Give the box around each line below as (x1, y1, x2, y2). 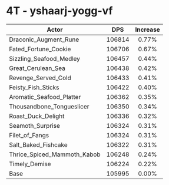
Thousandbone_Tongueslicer (9, 102, 90, 110)
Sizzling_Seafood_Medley (9, 54, 81, 62)
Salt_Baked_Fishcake (9, 140, 68, 148)
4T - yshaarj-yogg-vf (6, 4, 113, 18)
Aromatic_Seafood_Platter (9, 92, 81, 101)
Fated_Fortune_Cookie (9, 45, 71, 53)
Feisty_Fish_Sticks (9, 83, 59, 91)
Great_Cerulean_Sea (9, 64, 66, 72)
